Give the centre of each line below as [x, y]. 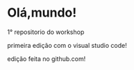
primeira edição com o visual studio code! [67, 45]
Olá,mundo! [42, 13]
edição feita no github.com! [47, 59]
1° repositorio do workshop [46, 32]
